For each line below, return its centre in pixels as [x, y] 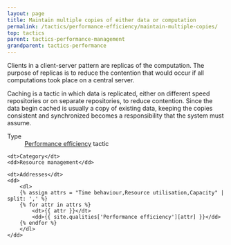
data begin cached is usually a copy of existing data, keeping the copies [110, 108]
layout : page [26, 13]
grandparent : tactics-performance [57, 46]
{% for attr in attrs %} [55, 205]
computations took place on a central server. [71, 80]
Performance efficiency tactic [67, 144]
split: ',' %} [28, 199]
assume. [19, 123]
